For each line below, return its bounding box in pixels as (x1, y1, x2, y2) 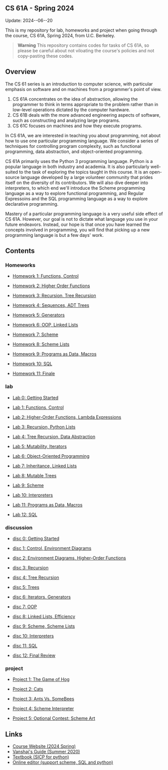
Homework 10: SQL (12, 361, 53, 367)
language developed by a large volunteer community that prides (21, 174, 153, 180)
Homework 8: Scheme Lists (12, 341, 70, 348)
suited (5, 168, 19, 175)
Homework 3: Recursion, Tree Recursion (12, 293, 96, 299)
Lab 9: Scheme (12, 482, 44, 488)
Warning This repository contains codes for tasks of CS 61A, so (17, 42, 149, 48)
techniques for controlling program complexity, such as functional (5, 143, 141, 149)
